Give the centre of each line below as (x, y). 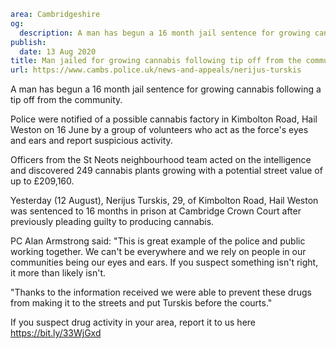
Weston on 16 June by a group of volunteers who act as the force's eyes (159, 130)
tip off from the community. (66, 100)
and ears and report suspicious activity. (91, 141)
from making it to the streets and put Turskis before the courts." (141, 303)
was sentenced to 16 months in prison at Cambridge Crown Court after (156, 211)
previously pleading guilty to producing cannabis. (112, 222)
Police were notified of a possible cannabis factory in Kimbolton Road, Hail (164, 119)
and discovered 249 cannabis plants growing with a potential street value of (166, 171)
